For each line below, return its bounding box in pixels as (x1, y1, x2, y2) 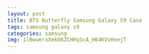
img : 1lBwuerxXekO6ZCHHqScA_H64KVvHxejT (7, 36, 127, 43)
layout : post (7, 10, 45, 18)
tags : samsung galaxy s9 (7, 23, 80, 30)
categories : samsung (7, 29, 68, 37)
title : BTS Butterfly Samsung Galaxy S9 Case (7, 17, 142, 24)
